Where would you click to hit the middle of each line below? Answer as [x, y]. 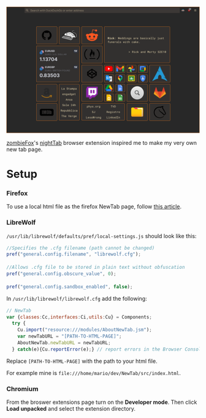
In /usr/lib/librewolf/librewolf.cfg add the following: [77, 298]
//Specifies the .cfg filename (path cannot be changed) [81, 248]
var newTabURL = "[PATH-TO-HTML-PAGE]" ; [70, 336]
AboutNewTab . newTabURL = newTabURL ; [64, 343]
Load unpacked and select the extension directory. [71, 409]
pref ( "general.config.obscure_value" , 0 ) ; [61, 274]
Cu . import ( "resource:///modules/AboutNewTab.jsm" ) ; [85, 330]
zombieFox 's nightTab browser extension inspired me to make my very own [102, 142]
